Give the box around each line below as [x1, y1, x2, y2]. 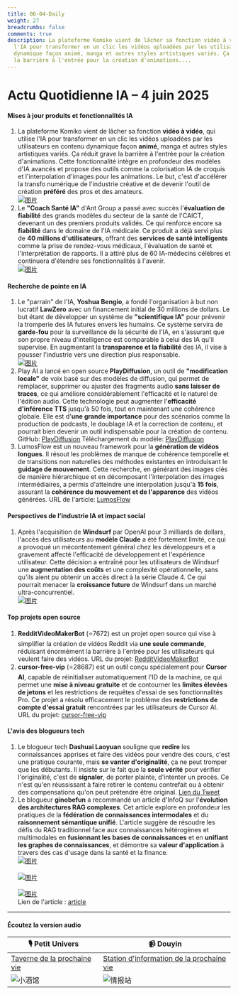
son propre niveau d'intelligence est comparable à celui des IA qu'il [17, 335, 215, 344]
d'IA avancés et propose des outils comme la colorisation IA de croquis [17, 165, 225, 173]
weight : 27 [7, 17, 40, 24]
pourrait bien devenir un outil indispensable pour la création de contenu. [17, 427, 229, 436]
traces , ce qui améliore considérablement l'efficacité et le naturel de [17, 389, 217, 398]
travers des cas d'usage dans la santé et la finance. [17, 848, 169, 856]
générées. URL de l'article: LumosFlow [17, 495, 131, 504]
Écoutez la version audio [7, 920, 81, 929]
